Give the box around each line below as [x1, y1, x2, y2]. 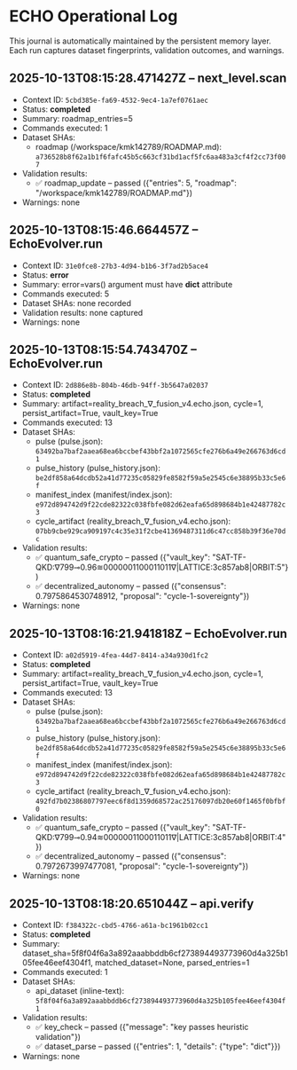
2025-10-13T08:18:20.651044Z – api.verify [9, 896, 254, 911]
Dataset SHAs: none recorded [21, 297, 131, 308]
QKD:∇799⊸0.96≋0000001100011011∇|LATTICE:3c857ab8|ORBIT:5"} [35, 562, 289, 573]
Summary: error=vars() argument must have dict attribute [21, 279, 233, 289]
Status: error [21, 269, 69, 280]
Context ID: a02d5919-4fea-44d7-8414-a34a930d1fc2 [21, 649, 208, 660]
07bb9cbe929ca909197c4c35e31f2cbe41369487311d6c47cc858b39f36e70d [35, 527, 286, 536]
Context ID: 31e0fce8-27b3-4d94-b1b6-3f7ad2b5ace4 [21, 260, 208, 271]
